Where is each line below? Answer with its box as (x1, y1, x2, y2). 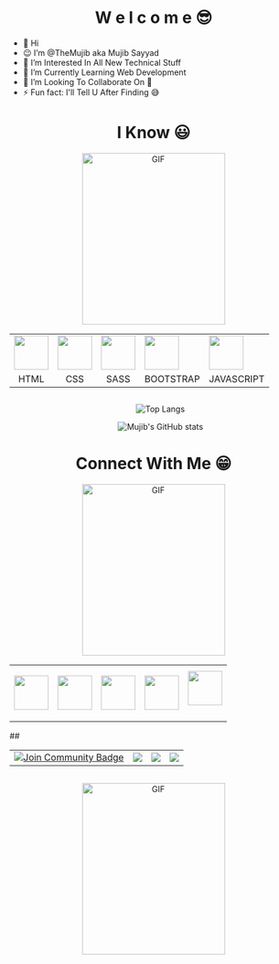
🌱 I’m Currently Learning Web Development (22, 67, 187, 78)
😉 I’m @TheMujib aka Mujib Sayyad (22, 47, 160, 58)
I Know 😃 (116, 123, 191, 144)
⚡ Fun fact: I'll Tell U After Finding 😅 (22, 86, 160, 98)
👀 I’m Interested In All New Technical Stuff (22, 57, 181, 68)
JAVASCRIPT (209, 372, 265, 385)
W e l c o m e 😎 (94, 7, 213, 28)
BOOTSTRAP (145, 372, 200, 385)
